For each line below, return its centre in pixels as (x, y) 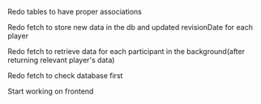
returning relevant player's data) (61, 60)
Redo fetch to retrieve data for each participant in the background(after (126, 51)
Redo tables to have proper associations (75, 12)
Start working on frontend (51, 91)
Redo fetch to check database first (65, 75)
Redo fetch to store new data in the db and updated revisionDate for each (130, 27)
